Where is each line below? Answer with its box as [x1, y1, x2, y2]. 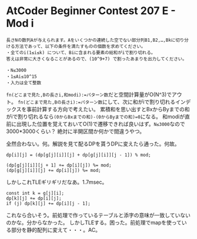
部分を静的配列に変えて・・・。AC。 [11, 226, 101, 233]
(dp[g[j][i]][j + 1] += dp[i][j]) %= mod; [6, 162, 112, 168]
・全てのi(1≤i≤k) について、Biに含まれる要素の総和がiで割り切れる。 [6, 49, 156, 55]
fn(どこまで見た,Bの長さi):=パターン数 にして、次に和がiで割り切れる [17, 98, 175, 105]
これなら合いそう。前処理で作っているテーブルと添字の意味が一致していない [6, 211, 191, 218]
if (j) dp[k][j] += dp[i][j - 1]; [6, 200, 91, 207]
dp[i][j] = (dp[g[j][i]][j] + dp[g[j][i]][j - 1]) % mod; [6, 152, 151, 158]
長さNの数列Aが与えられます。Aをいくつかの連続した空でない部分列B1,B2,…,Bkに [6, 37, 176, 43]
